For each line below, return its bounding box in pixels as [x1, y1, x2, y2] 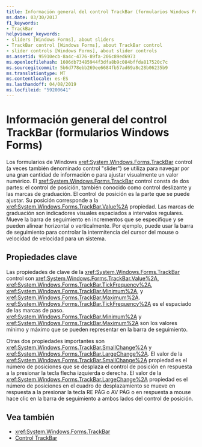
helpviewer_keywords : [6, 31, 61, 37]
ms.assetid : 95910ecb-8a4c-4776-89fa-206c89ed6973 [6, 53, 136, 59]
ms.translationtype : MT [6, 70, 66, 76]
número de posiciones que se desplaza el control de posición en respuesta [6, 363, 192, 370]
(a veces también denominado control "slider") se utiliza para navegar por [6, 165, 189, 172]
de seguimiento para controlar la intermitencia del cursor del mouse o [6, 228, 179, 236]
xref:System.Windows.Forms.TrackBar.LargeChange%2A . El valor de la [6, 350, 183, 357]
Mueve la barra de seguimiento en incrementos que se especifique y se [6, 216, 184, 223]
